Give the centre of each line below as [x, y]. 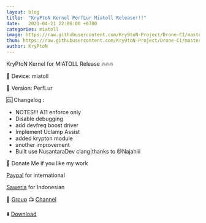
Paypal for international [36, 175]
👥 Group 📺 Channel [32, 199]
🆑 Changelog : [25, 100]
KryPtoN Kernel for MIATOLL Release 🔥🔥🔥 [60, 64]
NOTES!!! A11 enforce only [48, 112]
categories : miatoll [33, 29]
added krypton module [44, 138]
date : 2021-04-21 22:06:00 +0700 [52, 23]
